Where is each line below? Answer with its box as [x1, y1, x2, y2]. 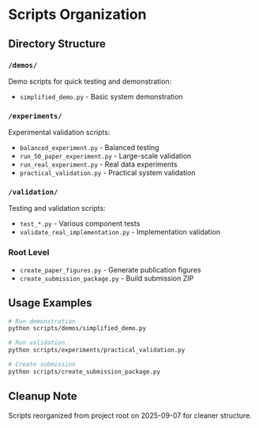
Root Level [8, 247, 50, 258]
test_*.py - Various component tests [19, 219, 141, 228]
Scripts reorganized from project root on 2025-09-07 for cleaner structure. [8, 411, 253, 420]
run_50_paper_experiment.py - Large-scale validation [19, 152, 192, 161]
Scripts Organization [8, 6, 147, 24]
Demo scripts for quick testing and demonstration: [8, 77, 172, 86]
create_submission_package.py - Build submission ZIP [19, 273, 194, 283]
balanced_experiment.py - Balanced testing [19, 143, 160, 152]
